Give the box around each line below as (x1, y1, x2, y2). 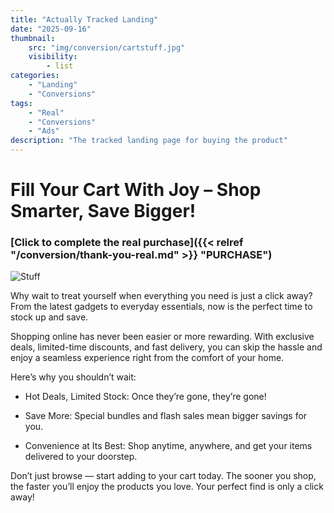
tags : (10, 98, 33, 108)
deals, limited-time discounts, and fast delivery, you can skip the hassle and (10, 341, 323, 353)
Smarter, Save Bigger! (10, 200, 197, 223)
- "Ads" (28, 126, 60, 136)
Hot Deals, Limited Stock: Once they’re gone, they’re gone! (24, 391, 267, 403)
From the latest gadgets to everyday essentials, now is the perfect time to (10, 301, 313, 313)
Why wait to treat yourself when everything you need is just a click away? (10, 290, 313, 302)
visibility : (28, 52, 78, 62)
